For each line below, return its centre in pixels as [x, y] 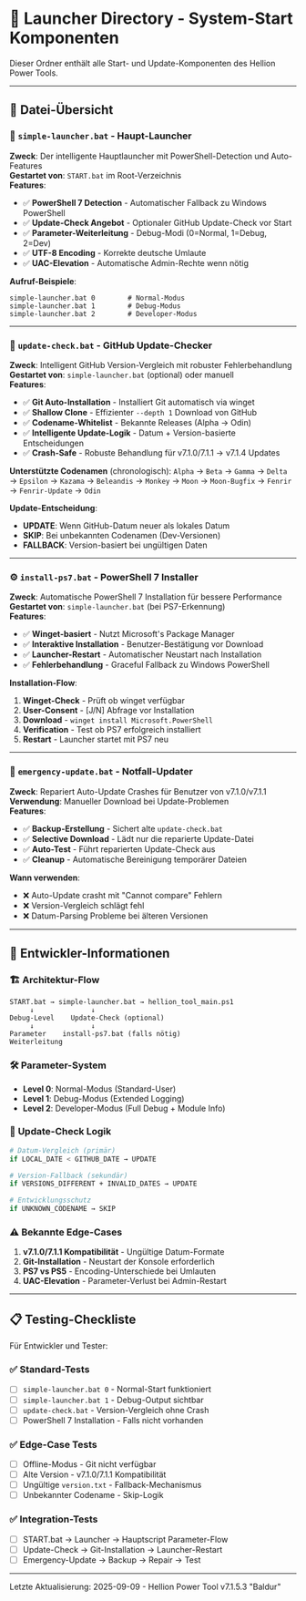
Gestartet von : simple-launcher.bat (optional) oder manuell [122, 375]
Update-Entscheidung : [54, 508]
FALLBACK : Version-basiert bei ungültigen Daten [115, 545]
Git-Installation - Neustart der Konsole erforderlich [119, 1262]
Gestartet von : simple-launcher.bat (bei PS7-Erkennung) [117, 607]
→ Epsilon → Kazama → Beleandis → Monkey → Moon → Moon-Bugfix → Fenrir [151, 480]
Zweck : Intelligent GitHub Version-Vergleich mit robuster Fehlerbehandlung [151, 364]
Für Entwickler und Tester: [59, 1346]
